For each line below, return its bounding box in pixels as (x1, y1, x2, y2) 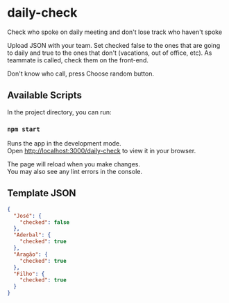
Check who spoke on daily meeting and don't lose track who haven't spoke (7, 28, 223, 36)
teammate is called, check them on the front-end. (7, 55, 149, 64)
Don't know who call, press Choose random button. (7, 69, 155, 78)
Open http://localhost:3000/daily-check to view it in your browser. (7, 147, 196, 155)
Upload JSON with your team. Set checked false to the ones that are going (7, 41, 221, 49)
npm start (7, 125, 40, 133)
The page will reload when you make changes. (7, 160, 141, 168)
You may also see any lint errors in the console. (7, 168, 142, 176)
